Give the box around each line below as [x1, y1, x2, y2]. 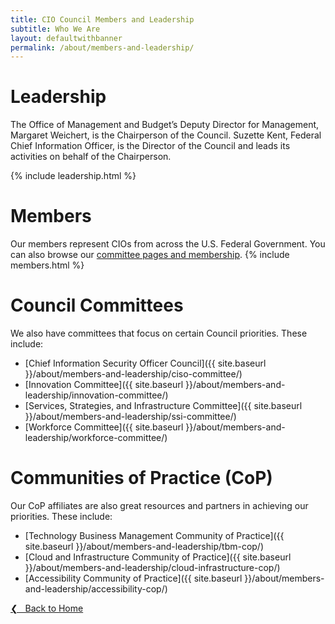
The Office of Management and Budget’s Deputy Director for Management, [10, 119, 320, 131]
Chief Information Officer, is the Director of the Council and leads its [10, 140, 291, 152]
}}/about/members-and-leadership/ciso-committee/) [24, 368, 243, 380]
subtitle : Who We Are [10, 24, 101, 34]
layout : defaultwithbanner [10, 33, 123, 43]
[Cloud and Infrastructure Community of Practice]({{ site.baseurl [24, 551, 292, 563]
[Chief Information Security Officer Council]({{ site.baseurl [24, 357, 267, 370]
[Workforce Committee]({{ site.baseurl [24, 421, 184, 433]
